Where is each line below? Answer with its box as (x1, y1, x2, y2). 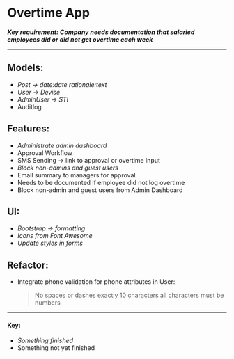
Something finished (17, 336, 74, 345)
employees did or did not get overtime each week (7, 35, 153, 43)
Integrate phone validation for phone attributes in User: (17, 278, 175, 286)
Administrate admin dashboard (17, 141, 107, 150)
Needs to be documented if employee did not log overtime (17, 178, 185, 186)
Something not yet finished (17, 344, 95, 352)
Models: (7, 62, 44, 74)
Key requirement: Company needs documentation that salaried (7, 28, 195, 36)
